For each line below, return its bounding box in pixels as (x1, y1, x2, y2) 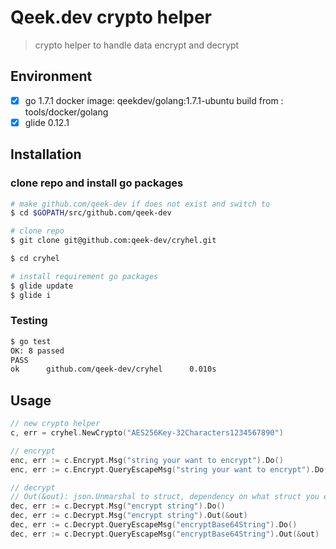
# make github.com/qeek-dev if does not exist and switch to (10, 199, 271, 209)
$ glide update (10, 281, 74, 291)
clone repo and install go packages (10, 176, 184, 190)
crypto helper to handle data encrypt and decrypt (34, 39, 240, 51)
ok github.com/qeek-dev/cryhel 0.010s (10, 364, 217, 375)
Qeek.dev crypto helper (10, 6, 212, 29)
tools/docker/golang (24, 106, 109, 118)
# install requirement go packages (10, 271, 159, 281)
